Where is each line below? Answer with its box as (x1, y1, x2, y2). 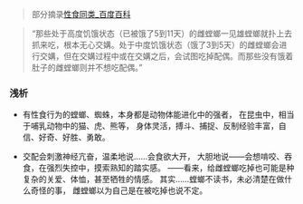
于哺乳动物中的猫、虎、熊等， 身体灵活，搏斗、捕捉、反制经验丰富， (22, 121, 279, 131)
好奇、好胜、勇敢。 (38, 131, 110, 143)
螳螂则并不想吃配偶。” (62, 63, 143, 73)
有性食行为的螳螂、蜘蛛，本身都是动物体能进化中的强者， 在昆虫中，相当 (22, 109, 295, 121)
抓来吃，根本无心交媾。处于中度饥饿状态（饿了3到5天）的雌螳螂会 (31, 40, 279, 50)
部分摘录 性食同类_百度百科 (31, 9, 131, 19)
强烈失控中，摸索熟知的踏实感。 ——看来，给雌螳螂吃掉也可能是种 (46, 162, 295, 173)
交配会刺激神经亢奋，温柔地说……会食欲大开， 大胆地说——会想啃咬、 (22, 151, 285, 162)
